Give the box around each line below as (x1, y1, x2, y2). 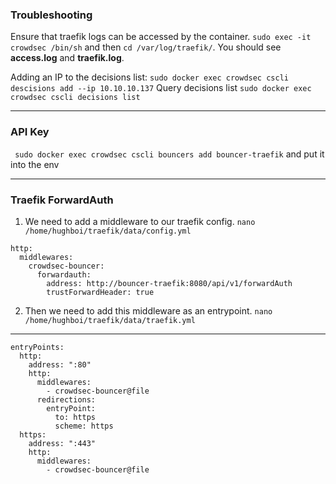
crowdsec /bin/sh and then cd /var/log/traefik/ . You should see (10, 41, 282, 53)
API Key (10, 125, 50, 139)
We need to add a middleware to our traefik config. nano (24, 215, 256, 227)
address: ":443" (28, 438, 97, 448)
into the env (10, 158, 60, 170)
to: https (54, 412, 97, 422)
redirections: (36, 394, 97, 405)
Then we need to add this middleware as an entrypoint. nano (24, 304, 273, 317)
